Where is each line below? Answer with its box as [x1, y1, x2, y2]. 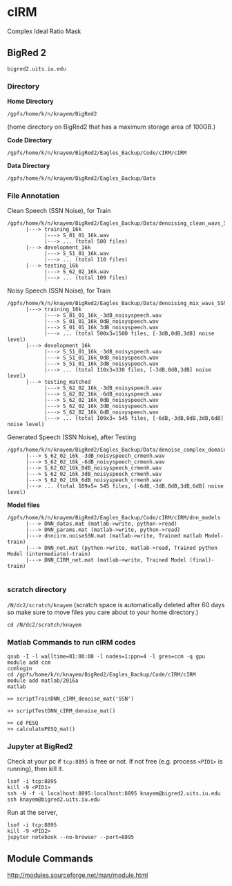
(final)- [189, 557, 215, 564]
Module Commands [7, 852, 93, 865]
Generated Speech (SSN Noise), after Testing [7, 433, 137, 441]
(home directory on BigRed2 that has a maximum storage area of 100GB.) [7, 122, 216, 131]
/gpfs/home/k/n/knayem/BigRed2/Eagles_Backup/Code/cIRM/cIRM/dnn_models [7, 515, 221, 522]
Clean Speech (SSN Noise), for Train [7, 207, 111, 215]
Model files [7, 501, 40, 509]
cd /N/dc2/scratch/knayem [7, 621, 81, 628]
